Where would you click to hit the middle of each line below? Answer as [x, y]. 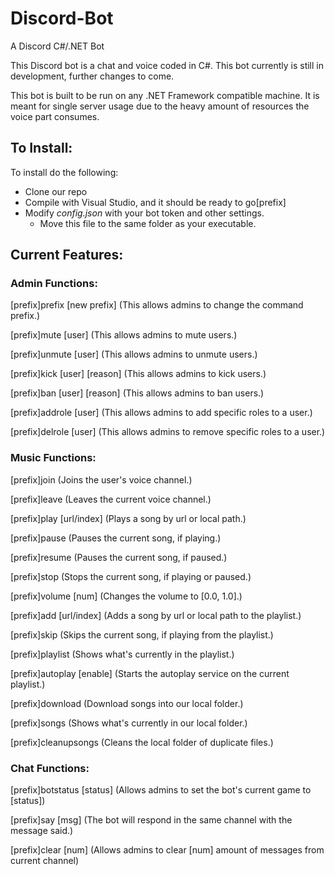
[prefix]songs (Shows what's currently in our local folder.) [129, 723]
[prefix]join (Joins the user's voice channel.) [101, 479]
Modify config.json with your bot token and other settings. [144, 213]
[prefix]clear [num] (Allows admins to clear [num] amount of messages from [167, 850]
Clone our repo [56, 191]
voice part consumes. [55, 116]
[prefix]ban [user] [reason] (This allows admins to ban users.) [137, 393]
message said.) [42, 831]
